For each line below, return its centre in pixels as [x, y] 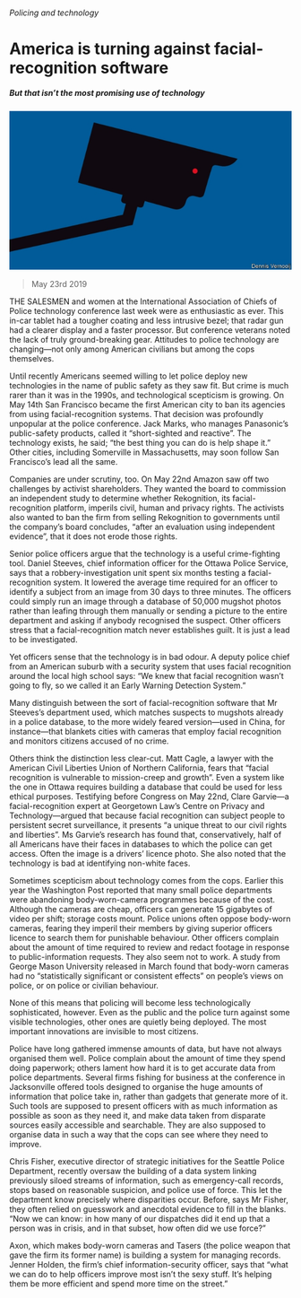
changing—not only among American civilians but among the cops [132, 349]
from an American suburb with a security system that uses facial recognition [150, 666]
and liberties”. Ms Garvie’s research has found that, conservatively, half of [146, 835]
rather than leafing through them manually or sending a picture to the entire [149, 611]
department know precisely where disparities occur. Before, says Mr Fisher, [149, 1200]
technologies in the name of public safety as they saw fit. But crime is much [149, 386]
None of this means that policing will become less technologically [130, 1003]
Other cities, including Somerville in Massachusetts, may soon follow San [144, 452]
